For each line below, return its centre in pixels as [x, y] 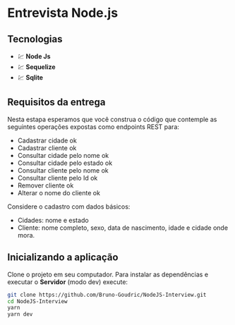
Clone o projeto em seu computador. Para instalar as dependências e [108, 274]
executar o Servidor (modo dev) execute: [68, 282]
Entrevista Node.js [63, 13]
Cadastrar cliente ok [47, 148]
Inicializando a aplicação [63, 258]
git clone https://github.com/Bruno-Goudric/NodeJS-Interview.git [107, 295]
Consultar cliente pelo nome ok [63, 170]
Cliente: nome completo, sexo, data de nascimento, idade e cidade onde [122, 228]
